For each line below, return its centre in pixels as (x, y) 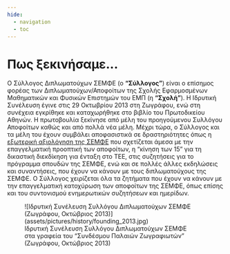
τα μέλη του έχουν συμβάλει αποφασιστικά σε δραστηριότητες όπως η (109, 135)
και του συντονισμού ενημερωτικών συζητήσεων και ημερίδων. (98, 193)
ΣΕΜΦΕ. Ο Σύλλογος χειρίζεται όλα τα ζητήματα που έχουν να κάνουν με (115, 179)
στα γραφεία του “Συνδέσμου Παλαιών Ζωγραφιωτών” (104, 236)
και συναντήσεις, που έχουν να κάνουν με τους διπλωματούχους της (107, 171)
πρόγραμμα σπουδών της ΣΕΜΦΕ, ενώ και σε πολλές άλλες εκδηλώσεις (113, 164)
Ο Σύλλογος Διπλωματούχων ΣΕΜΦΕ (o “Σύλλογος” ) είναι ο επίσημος (111, 84)
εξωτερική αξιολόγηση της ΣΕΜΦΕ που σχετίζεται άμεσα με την (100, 142)
